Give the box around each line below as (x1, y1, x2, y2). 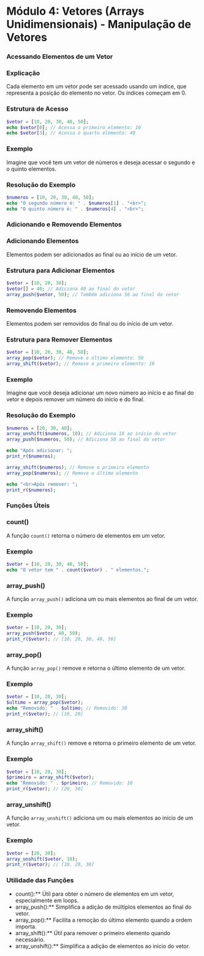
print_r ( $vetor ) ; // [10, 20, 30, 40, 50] (6, 636, 116, 642)
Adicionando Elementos (6, 237, 79, 245)
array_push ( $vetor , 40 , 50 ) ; (6, 630, 81, 637)
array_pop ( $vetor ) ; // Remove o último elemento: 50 (6, 355, 144, 361)
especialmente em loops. (15, 896, 79, 904)
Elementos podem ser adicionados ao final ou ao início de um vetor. (6, 251, 178, 258)
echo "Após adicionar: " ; (6, 447, 72, 454)
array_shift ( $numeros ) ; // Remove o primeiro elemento (6, 464, 149, 471)
